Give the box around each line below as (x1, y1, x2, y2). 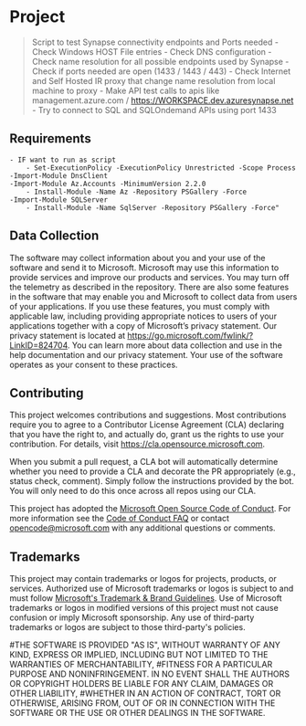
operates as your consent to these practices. (9, 359, 178, 370)
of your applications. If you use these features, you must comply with (9, 300, 270, 311)
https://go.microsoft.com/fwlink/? (127, 330, 254, 341)
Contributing (9, 385, 84, 401)
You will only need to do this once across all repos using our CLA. (9, 486, 257, 497)
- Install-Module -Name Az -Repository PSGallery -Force (26, 187, 248, 196)
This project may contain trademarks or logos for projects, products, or (9, 573, 277, 584)
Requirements (9, 131, 91, 147)
